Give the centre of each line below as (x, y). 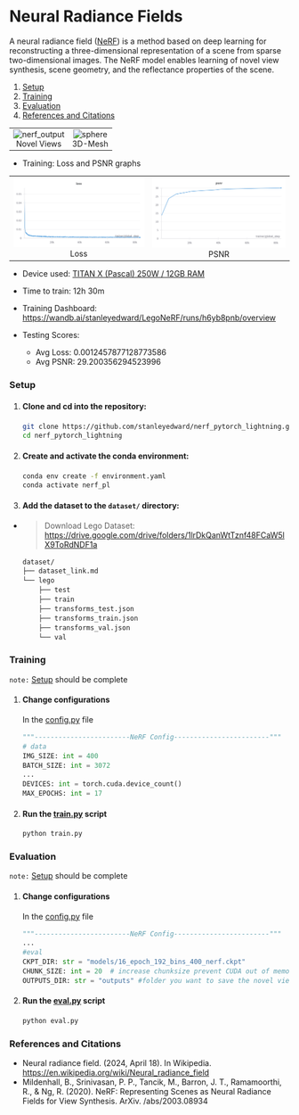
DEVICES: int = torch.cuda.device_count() (102, 784)
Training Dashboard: (60, 309)
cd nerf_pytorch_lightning (72, 436)
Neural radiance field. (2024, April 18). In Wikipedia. (117, 1063)
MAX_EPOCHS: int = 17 (62, 794)
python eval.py (50, 1021)
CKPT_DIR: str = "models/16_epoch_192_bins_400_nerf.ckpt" (134, 962)
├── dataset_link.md (60, 571)
